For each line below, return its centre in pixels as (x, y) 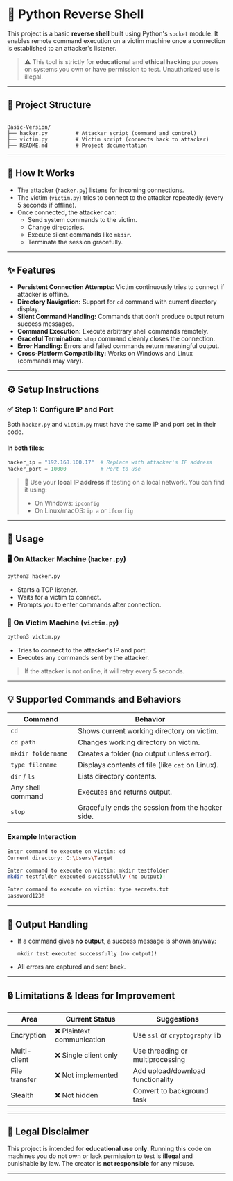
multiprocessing (159, 1059)
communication (80, 1039)
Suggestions (178, 1019)
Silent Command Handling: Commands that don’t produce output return (121, 317)
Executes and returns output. (124, 792)
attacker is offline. (43, 295)
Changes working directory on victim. (139, 742)
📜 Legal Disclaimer (48, 1132)
